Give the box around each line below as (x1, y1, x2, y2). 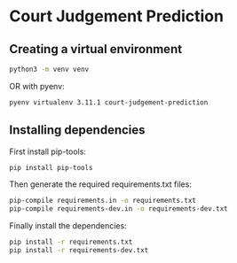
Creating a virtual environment (9, 42, 183, 57)
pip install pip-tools (9, 163, 93, 172)
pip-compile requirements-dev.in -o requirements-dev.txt (9, 205, 228, 213)
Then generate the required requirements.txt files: (9, 179, 193, 190)
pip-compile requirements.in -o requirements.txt (9, 197, 197, 205)
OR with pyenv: (9, 81, 65, 91)
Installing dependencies (9, 122, 146, 138)
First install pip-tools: (9, 146, 87, 157)
